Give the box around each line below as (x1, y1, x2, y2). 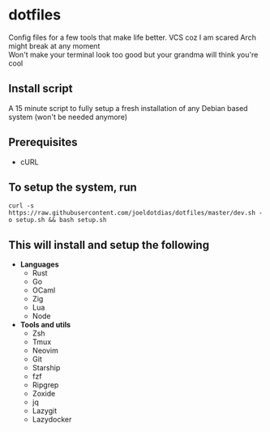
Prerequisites (8, 135, 78, 149)
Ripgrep (32, 380, 59, 390)
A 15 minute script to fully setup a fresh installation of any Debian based (8, 103, 249, 113)
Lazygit (32, 406, 58, 416)
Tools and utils (19, 320, 71, 330)
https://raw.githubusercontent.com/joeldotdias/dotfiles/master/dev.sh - (8, 209, 264, 217)
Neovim (32, 346, 58, 356)
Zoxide (32, 389, 56, 399)
